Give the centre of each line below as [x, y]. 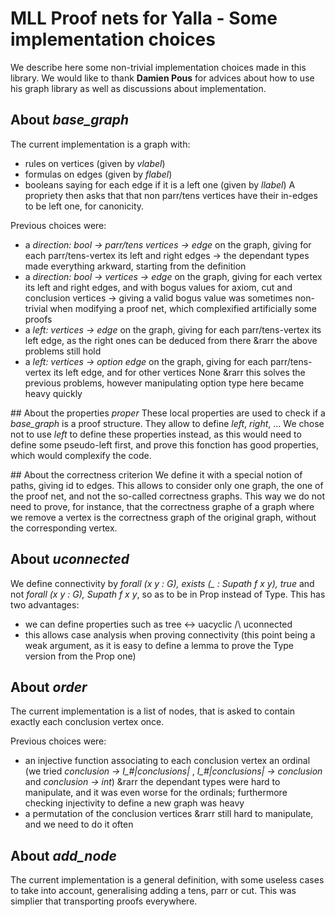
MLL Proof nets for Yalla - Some [144, 18]
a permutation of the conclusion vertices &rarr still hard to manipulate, [169, 814]
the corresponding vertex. [64, 528]
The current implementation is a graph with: [100, 144]
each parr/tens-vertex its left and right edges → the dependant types [167, 255]
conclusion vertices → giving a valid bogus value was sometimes [158, 298]
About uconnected [70, 559]
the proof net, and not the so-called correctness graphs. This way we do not [168, 496]
